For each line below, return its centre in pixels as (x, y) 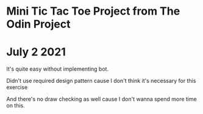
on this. (16, 105)
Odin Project (38, 24)
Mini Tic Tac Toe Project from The (93, 11)
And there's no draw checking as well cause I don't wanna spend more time (101, 99)
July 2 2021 (36, 52)
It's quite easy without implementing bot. (57, 69)
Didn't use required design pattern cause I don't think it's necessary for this (101, 81)
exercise (17, 87)
